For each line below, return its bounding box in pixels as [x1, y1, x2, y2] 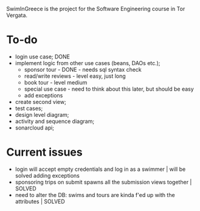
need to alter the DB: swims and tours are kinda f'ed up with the [15, 191, 175, 198]
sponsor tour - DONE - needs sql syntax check [24, 66, 142, 73]
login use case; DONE [15, 53, 71, 60]
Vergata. [6, 12, 28, 19]
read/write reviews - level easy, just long [24, 72, 126, 80]
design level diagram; [15, 111, 69, 118]
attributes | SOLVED [15, 198, 65, 205]
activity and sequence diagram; [15, 117, 95, 125]
